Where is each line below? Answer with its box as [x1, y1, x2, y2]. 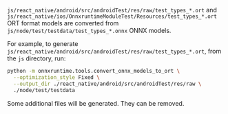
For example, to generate [7, 40, 79, 47]
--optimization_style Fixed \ [13, 73, 100, 81]
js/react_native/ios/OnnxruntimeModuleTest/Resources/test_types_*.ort [7, 13, 217, 20]
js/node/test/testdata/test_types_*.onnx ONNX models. [7, 27, 172, 34]
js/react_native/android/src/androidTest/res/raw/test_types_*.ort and [7, 6, 217, 14]
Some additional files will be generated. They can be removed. [7, 99, 185, 107]
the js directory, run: [7, 54, 66, 62]
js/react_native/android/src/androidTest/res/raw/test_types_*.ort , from [7, 47, 222, 55]
